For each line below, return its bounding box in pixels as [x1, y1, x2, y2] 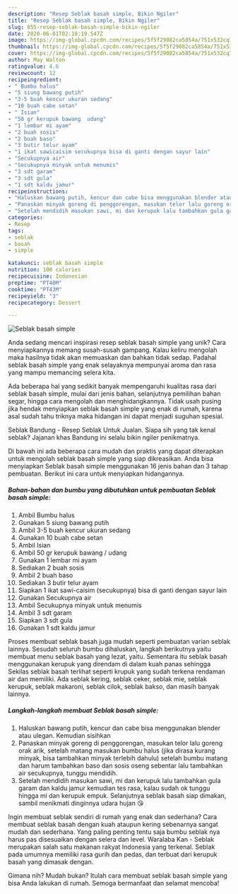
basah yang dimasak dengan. [8, 858, 94, 866]
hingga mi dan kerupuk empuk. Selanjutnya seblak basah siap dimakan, [18, 792, 227, 800]
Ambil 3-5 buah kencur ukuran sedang [18, 526, 131, 534]
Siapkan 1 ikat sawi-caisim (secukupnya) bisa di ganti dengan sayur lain [18, 586, 227, 594]
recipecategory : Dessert [8, 299, 81, 306]
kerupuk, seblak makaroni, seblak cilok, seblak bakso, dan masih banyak [8, 683, 220, 691]
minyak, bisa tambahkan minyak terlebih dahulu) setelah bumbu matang [18, 754, 228, 763]
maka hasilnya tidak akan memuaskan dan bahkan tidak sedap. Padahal [8, 353, 217, 362]
